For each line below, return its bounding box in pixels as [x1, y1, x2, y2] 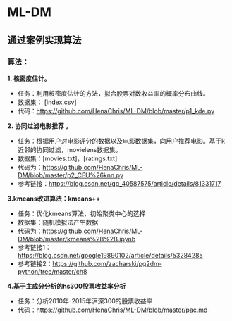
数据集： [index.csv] [17, 98, 77, 106]
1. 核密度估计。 [7, 74, 51, 82]
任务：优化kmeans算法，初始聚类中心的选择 [17, 209, 146, 218]
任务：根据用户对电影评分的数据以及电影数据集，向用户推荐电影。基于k [17, 137, 226, 145]
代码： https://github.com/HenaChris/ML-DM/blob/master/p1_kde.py [17, 106, 215, 115]
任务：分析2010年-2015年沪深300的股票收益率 [17, 296, 153, 305]
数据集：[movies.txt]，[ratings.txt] [17, 154, 118, 163]
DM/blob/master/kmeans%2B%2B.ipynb [17, 234, 136, 243]
